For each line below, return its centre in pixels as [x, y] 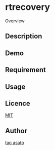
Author [16, 131]
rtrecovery [28, 7]
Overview [15, 21]
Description [24, 36]
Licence [18, 103]
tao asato [15, 143]
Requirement [26, 70]
